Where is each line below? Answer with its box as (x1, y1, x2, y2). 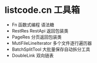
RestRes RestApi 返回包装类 (11, 28, 69, 33)
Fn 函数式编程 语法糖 (11, 22, 54, 28)
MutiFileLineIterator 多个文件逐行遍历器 (11, 40, 92, 46)
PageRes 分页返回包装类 (11, 34, 62, 40)
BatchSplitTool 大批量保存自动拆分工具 (11, 46, 91, 52)
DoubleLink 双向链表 (11, 52, 54, 58)
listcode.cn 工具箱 (4, 4, 80, 16)
